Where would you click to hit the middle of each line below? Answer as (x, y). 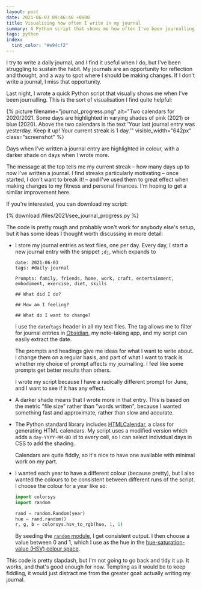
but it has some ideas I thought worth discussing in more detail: (85, 233)
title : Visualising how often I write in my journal (74, 23)
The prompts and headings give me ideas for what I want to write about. (104, 351)
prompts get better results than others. (63, 370)
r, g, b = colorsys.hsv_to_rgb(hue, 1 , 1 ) (69, 525)
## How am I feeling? (42, 304)
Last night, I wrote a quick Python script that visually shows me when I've (97, 93)
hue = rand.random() (41, 519)
